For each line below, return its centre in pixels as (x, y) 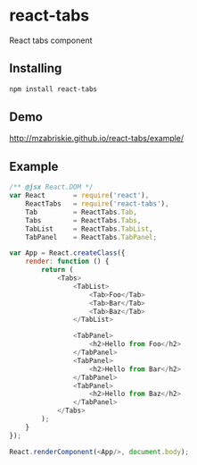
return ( (57, 270)
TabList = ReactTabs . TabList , (89, 229)
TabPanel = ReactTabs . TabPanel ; (91, 237)
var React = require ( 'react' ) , (79, 196)
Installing (36, 68)
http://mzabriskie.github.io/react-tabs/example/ (97, 139)
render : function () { (67, 262)
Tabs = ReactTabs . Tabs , (83, 220)
